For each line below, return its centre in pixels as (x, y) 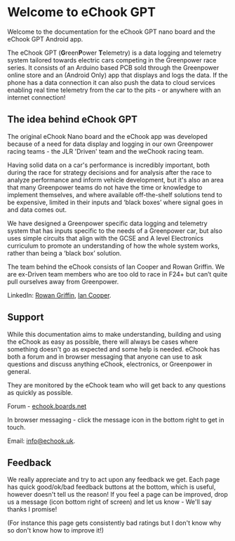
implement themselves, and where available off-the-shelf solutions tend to (115, 194)
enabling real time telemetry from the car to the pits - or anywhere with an (114, 90)
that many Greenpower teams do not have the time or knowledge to (105, 187)
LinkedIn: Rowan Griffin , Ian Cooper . (59, 295)
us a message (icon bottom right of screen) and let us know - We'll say (109, 502)
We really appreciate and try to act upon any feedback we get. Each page (114, 480)
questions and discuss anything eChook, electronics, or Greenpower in (110, 364)
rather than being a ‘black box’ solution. (65, 253)
